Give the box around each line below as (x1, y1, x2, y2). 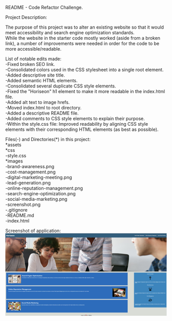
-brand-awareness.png (5, 164, 55, 169)
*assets (5, 142, 21, 148)
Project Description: (5, 14, 48, 20)
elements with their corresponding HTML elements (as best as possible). (5, 126, 159, 132)
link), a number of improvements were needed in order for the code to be (5, 40, 160, 47)
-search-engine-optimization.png (5, 191, 76, 196)
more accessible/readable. (5, 46, 61, 52)
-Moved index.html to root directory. (5, 105, 82, 110)
